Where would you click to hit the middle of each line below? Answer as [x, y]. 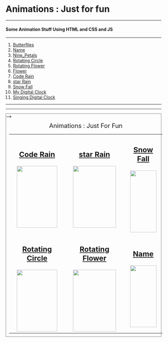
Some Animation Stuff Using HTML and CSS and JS [59, 29]
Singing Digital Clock [34, 97]
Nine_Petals [25, 55]
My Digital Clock [29, 92]
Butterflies [23, 45]
